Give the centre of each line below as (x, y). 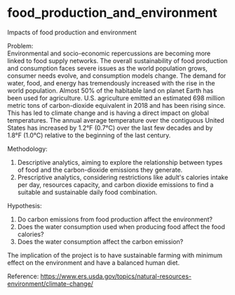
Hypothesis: (25, 205)
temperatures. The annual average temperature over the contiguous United (116, 120)
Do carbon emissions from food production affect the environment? (115, 219)
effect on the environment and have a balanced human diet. (94, 262)
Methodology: (27, 149)
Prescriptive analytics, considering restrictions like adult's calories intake (123, 177)
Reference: (23, 276)
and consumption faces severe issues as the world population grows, (108, 68)
